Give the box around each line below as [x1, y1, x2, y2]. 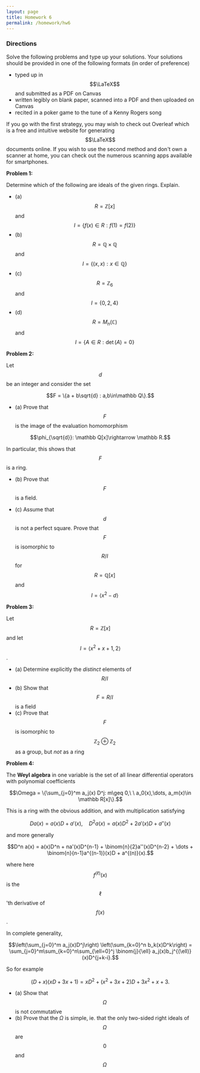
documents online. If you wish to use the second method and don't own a [6, 145, 187, 152]
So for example [6, 965, 44, 973]
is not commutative [14, 1008, 63, 1016]
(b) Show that [14, 684, 49, 691]
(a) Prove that [14, 404, 49, 411]
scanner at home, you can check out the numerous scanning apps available [6, 152, 192, 159]
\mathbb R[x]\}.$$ [78, 796, 123, 803]
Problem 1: [6, 170, 33, 177]
